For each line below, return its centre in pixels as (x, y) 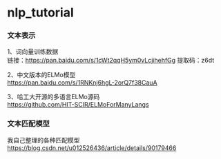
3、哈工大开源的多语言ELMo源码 (54, 97)
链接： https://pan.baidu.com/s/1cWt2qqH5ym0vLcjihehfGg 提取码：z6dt (111, 61)
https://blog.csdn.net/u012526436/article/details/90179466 (92, 148)
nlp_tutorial (40, 13)
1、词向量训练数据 (33, 52)
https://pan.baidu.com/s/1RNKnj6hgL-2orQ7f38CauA (82, 83)
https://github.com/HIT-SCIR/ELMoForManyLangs (78, 105)
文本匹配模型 (29, 124)
